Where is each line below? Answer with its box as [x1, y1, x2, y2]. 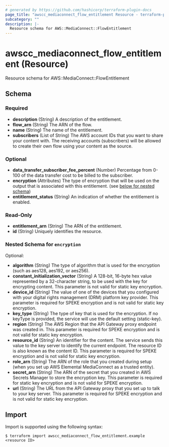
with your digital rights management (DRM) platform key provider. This [12, 294, 158, 300]
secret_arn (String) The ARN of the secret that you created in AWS [12, 369, 151, 375]
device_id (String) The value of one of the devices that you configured [12, 289, 159, 295]
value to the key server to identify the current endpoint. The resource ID [12, 342, 162, 348]
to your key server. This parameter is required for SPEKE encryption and [12, 391, 162, 397]
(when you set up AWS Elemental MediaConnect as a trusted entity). [12, 363, 155, 370]
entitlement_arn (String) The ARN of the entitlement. [12, 223, 122, 229]
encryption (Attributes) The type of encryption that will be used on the [12, 178, 159, 184]
